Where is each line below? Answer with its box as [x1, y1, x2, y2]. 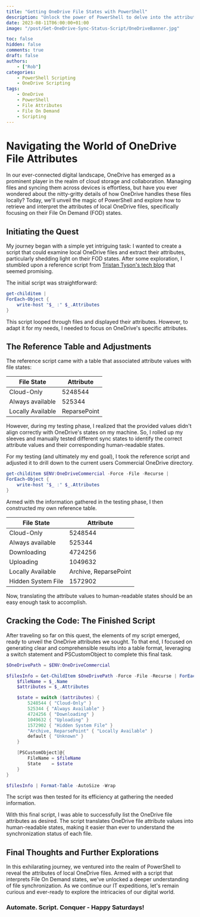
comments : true [6, 47, 44, 54]
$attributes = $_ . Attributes [17, 684, 89, 690]
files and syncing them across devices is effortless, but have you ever [6, 184, 177, 191]
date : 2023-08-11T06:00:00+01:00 [6, 20, 89, 26]
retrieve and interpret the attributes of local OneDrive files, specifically [6, 203, 179, 210]
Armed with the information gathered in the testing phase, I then [6, 498, 164, 505]
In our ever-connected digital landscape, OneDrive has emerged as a [6, 171, 176, 179]
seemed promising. [6, 268, 54, 275]
